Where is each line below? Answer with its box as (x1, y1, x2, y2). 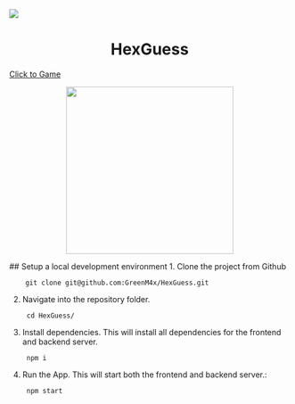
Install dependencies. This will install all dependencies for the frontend (21, 326, 282, 337)
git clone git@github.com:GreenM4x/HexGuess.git (25, 278, 209, 287)
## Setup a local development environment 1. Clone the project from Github (9, 260, 287, 271)
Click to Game (9, 69, 61, 79)
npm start (26, 386, 63, 395)
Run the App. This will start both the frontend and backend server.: (21, 369, 267, 380)
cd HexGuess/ (26, 311, 75, 320)
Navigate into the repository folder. (21, 293, 151, 304)
